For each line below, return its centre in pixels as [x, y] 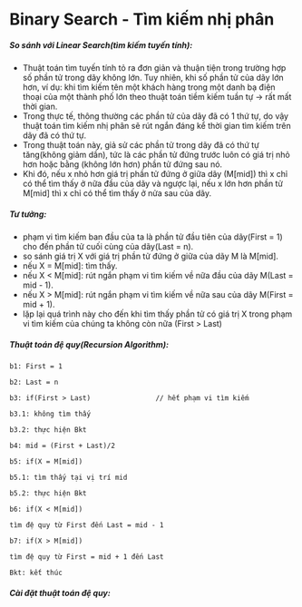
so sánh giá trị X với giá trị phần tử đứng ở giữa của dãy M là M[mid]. [151, 256]
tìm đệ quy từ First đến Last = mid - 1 [87, 525]
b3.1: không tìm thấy [50, 414]
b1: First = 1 [36, 367]
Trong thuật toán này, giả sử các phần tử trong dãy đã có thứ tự [141, 145]
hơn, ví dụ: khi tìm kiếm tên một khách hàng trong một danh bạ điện [149, 87]
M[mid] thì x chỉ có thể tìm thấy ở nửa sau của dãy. [117, 193]
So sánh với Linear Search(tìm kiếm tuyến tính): [101, 44]
